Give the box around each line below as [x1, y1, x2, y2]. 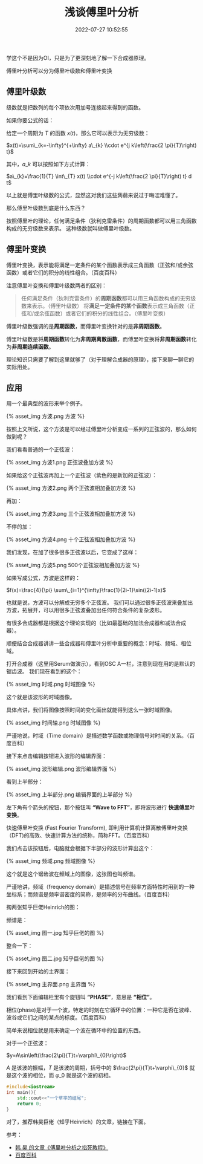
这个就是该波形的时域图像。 [6, 694, 76, 701]
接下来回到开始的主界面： [6, 968, 70, 975]
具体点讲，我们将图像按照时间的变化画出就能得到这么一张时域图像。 [6, 706, 176, 714]
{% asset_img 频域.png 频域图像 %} [6, 857, 95, 865]
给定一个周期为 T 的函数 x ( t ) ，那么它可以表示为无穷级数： [6, 129, 150, 137]
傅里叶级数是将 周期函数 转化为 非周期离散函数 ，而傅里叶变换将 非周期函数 [6, 335, 186, 342]
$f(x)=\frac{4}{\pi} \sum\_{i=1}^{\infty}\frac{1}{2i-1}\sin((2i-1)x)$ [6, 587, 166, 594]
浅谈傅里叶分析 [64, 5, 139, 19]
